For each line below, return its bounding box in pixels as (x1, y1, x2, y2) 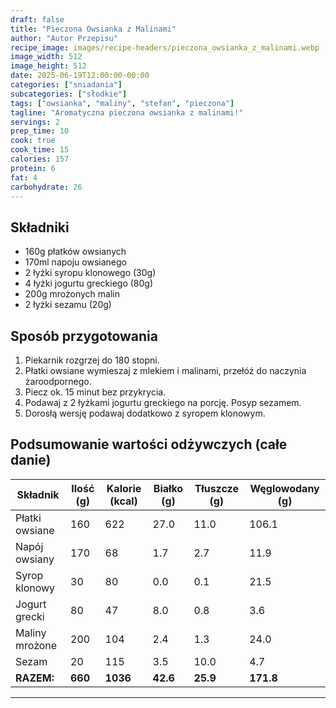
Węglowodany (249, 481, 320, 495)
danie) (10, 452, 52, 469)
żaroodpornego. (24, 376, 92, 387)
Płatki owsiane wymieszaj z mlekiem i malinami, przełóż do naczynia (24, 365, 307, 376)
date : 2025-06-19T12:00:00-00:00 (10, 71, 150, 81)
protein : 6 (10, 163, 56, 173)
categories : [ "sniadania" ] (10, 80, 123, 90)
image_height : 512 (10, 61, 87, 71)
